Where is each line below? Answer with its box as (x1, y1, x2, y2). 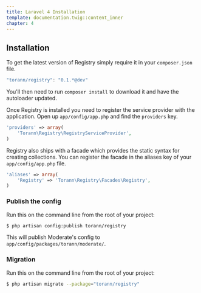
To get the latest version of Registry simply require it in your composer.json (6, 59, 192, 66)
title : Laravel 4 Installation (6, 9, 86, 15)
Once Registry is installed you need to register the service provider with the (6, 106, 196, 114)
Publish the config (6, 197, 62, 205)
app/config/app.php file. (6, 159, 66, 167)
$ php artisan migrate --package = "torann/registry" (6, 281, 140, 287)
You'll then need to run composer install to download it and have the (6, 88, 179, 95)
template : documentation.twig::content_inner (6, 15, 123, 21)
